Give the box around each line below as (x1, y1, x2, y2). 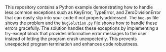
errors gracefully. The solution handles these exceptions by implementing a (5, 25, 159, 31)
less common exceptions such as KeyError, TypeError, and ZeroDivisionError (5, 9, 161, 15)
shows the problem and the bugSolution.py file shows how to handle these (5, 20, 157, 26)
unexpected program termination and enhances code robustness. (5, 41, 139, 47)
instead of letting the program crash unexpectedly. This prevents (5, 36, 137, 42)
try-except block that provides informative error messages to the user (5, 31, 147, 36)
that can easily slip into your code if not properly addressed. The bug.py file (5, 15, 159, 20)
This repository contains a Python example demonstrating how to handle (5, 4, 153, 10)
